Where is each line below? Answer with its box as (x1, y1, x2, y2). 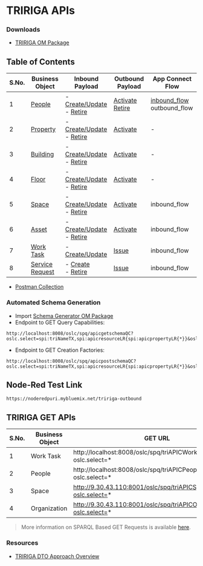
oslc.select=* (73, 473, 112, 482)
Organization (31, 504, 68, 513)
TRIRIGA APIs (6, 4, 76, 18)
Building (31, 150, 54, 158)
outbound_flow (150, 104, 193, 112)
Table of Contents (6, 56, 76, 67)
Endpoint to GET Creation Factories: (14, 346, 105, 354)
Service (31, 260, 53, 269)
